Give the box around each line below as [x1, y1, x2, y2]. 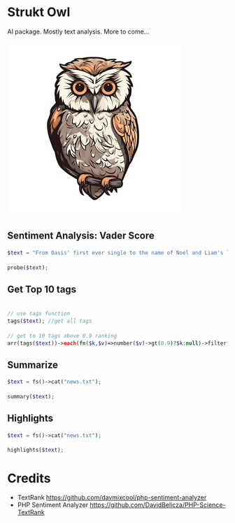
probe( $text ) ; [7, 264, 49, 271]
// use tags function [7, 310, 71, 317]
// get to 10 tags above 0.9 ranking [7, 332, 117, 339]
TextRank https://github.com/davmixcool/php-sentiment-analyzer [17, 494, 207, 502]
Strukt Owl [7, 4, 71, 20]
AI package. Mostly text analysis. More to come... [7, 27, 150, 36]
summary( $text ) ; [7, 393, 55, 400]
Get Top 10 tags [7, 283, 77, 295]
